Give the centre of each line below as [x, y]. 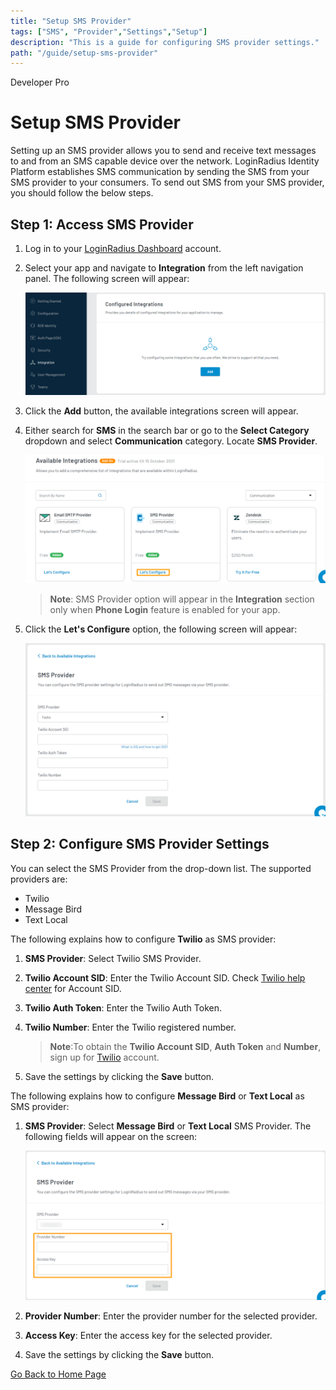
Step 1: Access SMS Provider [102, 224]
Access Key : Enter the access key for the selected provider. [148, 1335]
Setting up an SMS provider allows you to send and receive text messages [163, 151]
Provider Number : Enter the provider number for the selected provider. [171, 1316]
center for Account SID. [73, 988]
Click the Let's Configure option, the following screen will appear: [161, 629]
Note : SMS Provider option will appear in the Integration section [182, 599]
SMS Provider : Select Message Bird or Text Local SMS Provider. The [168, 1126]
